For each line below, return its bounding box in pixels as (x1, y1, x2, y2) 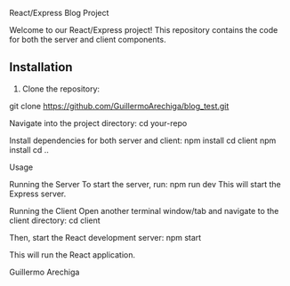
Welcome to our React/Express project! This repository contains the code (9, 25, 278, 35)
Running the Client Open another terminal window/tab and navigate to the (9, 205, 279, 216)
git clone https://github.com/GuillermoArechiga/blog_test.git (9, 100, 230, 111)
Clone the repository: (21, 83, 101, 94)
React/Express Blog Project (9, 8, 109, 18)
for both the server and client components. (9, 35, 166, 44)
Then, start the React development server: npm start (9, 232, 202, 242)
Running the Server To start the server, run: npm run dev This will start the (9, 179, 282, 189)
